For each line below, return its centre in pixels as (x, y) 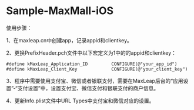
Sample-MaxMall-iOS (60, 11)
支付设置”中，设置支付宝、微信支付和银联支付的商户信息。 (88, 88)
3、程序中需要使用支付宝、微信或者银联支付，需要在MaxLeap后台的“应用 (95, 81)
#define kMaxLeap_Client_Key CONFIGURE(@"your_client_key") (97, 69)
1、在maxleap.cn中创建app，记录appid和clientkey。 (69, 40)
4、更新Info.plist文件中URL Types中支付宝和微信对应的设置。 (80, 101)
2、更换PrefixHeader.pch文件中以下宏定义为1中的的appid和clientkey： (91, 53)
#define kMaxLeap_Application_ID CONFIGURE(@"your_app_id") (92, 64)
